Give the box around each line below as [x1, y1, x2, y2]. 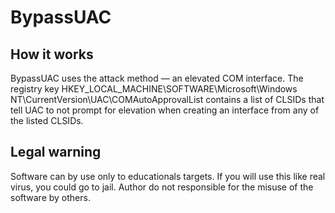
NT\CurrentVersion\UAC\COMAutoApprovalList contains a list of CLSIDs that [10, 94, 325, 105]
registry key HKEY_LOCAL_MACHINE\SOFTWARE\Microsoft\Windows [10, 83, 298, 95]
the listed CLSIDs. [10, 115, 84, 126]
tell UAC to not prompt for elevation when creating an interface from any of [10, 104, 320, 116]
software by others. [10, 191, 91, 203]
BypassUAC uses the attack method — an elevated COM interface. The [10, 72, 304, 84]
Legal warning [10, 144, 102, 161]
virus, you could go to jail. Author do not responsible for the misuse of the [10, 181, 314, 193]
